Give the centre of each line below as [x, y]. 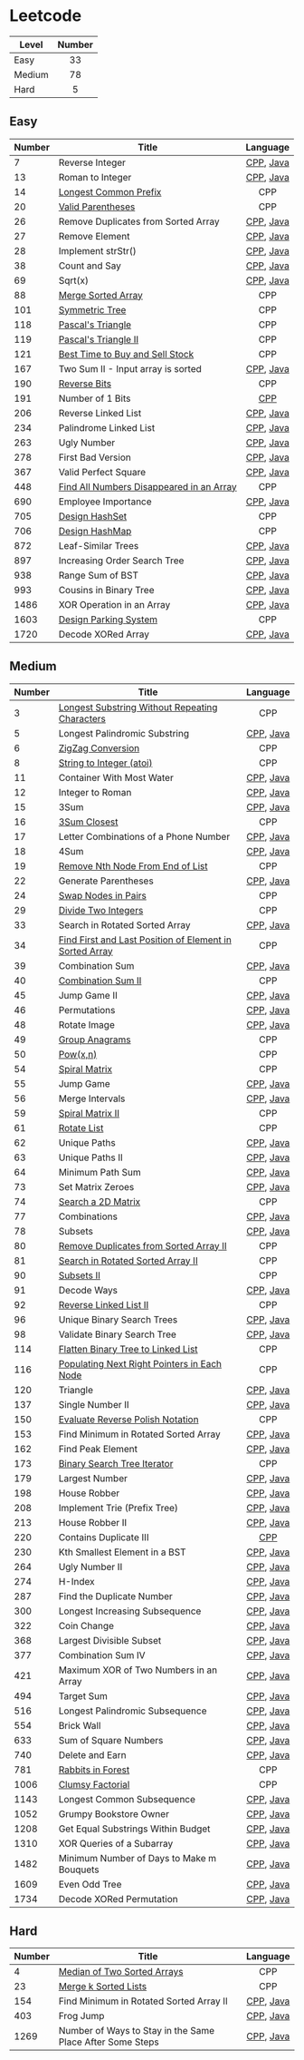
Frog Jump [81, 2016]
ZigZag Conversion [99, 747]
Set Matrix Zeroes [96, 1186]
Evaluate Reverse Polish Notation [128, 1419]
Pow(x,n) [78, 1054]
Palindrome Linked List [107, 427]
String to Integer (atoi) [105, 763]
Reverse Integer [92, 162]
